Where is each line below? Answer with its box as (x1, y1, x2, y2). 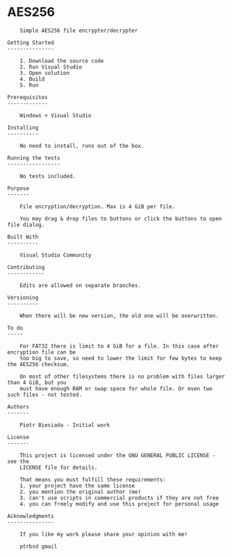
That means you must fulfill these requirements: (19, 476, 167, 483)
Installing (7, 124, 39, 131)
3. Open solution (19, 69, 70, 76)
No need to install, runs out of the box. (19, 142, 144, 149)
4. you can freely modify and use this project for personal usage (19, 500, 219, 507)
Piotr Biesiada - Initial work (19, 421, 110, 429)
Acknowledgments (7, 513, 54, 520)
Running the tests (7, 154, 60, 162)
